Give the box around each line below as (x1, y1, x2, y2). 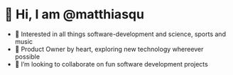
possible (14, 52, 40, 61)
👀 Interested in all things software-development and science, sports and (14, 30, 227, 38)
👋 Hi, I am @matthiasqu (4, 6, 145, 23)
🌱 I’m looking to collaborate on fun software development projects (14, 59, 208, 68)
